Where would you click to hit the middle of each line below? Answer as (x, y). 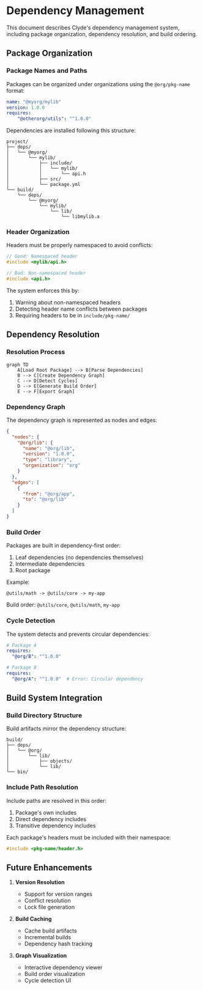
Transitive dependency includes (55, 826)
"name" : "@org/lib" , (49, 448)
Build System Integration (54, 698)
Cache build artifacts (51, 931)
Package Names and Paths (47, 71)
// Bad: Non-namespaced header (46, 273)
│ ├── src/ (34, 179)
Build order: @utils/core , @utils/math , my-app (63, 605)
